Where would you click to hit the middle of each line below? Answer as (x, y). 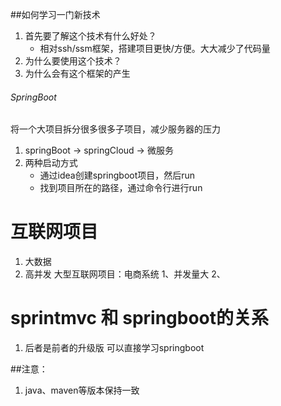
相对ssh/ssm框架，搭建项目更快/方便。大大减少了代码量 (155, 48)
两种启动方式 (51, 163)
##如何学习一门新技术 (55, 14)
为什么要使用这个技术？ (73, 61)
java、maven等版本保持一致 (82, 390)
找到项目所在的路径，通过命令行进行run (121, 188)
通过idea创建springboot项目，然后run (117, 175)
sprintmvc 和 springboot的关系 (140, 318)
